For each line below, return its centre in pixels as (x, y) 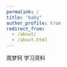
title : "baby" (24, 18)
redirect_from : (26, 29)
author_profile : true (34, 23)
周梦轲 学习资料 (26, 58)
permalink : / (23, 12)
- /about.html (30, 40)
